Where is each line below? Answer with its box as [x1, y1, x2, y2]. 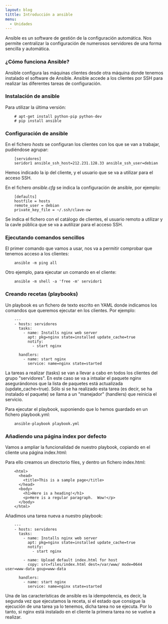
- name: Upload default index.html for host [23, 558, 118, 563]
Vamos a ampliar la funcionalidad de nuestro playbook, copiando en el [5, 444, 150, 450]
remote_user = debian [14, 203, 59, 208]
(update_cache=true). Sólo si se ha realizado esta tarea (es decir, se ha [5, 386, 152, 392]
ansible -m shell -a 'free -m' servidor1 [14, 279, 102, 284]
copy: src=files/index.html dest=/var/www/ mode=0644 [27, 562, 142, 567]
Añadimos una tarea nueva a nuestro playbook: [5, 513, 103, 519]
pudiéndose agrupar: [5, 146, 49, 153]
